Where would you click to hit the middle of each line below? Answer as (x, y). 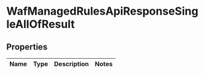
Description (71, 64)
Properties (27, 47)
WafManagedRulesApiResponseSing (102, 11)
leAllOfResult (41, 24)
